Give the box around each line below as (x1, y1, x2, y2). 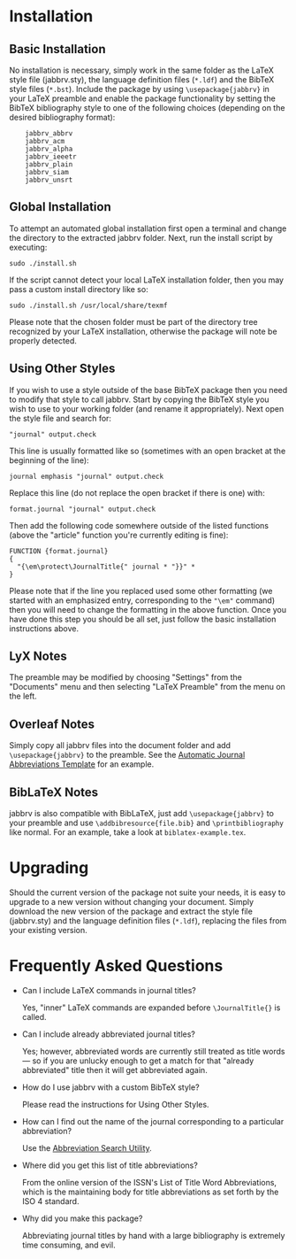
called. (21, 1011, 47, 1022)
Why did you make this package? (21, 1213, 143, 1224)
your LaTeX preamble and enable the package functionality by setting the (9, 93, 277, 104)
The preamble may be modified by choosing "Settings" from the (9, 672, 243, 683)
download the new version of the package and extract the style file (9, 906, 254, 916)
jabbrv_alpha (25, 144, 73, 153)
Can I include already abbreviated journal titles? (21, 1029, 196, 1039)
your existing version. (9, 925, 88, 935)
